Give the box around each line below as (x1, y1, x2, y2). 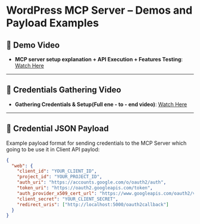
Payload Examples (6, 16, 99, 30)
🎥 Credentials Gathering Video (6, 85, 121, 95)
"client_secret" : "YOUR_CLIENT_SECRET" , (17, 196, 118, 202)
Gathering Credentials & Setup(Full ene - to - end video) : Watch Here (14, 101, 187, 108)
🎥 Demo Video (6, 40, 60, 50)
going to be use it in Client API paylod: (6, 145, 100, 153)
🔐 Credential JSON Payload (6, 123, 109, 134)
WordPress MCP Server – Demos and (6, 4, 193, 17)
